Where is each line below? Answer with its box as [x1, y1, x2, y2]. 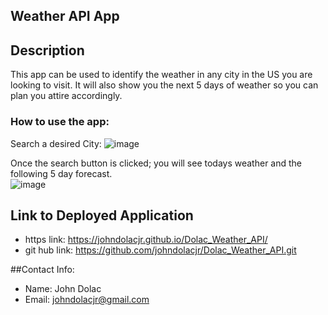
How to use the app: [10, 115, 110, 129]
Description [10, 42, 85, 59]
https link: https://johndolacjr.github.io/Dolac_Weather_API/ [24, 234, 268, 246]
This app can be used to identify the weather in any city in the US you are [10, 69, 313, 81]
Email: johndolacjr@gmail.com [24, 294, 150, 306]
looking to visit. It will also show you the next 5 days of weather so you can [10, 79, 319, 91]
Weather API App [10, 8, 120, 25]
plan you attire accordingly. [10, 90, 123, 102]
